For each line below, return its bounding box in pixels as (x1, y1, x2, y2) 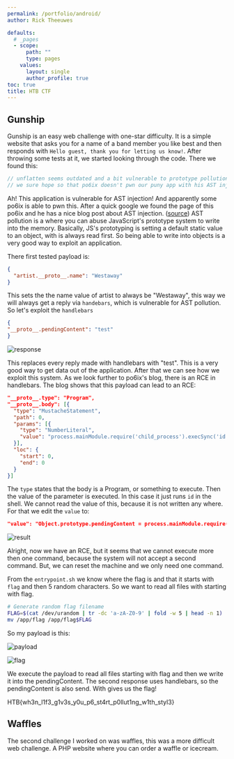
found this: (7, 162, 38, 170)
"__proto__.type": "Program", (7, 395, 95, 402)
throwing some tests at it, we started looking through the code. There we (7, 154, 217, 163)
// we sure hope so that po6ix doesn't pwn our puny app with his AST (7, 181, 217, 188)
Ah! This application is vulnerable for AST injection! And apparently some (7, 194, 217, 202)
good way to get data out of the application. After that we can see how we (7, 366, 220, 375)
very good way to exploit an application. (7, 239, 122, 247)
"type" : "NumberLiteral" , (19, 427, 95, 434)
